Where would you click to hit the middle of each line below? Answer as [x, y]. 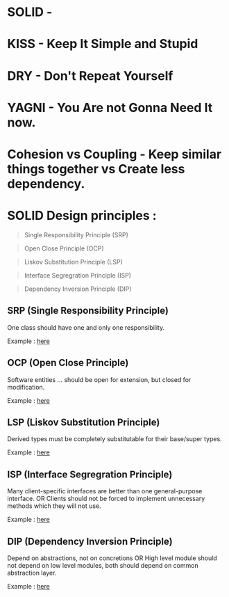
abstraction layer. [32, 573]
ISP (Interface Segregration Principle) [90, 474]
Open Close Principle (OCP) [64, 248]
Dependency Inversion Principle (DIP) [78, 289]
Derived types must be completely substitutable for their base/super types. [114, 439]
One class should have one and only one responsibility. [86, 327]
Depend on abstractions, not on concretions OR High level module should [112, 558]
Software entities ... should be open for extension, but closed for [99, 379]
